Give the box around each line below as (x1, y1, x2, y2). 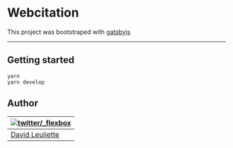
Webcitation (7, 5, 80, 21)
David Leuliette (10, 129, 60, 139)
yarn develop (7, 78, 45, 86)
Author (7, 98, 38, 109)
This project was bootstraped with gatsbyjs (7, 28, 130, 36)
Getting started (7, 54, 75, 66)
